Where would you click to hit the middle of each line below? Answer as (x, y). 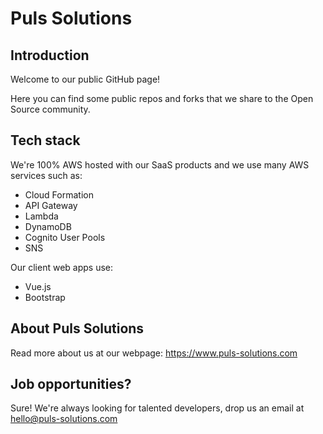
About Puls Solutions (77, 328)
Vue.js (38, 286)
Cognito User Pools (65, 237)
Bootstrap (45, 297)
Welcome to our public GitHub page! (85, 79)
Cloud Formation (59, 194)
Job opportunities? (71, 384)
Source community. (50, 109)
